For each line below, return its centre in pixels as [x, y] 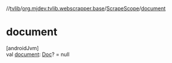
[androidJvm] [23, 48]
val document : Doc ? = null [38, 54]
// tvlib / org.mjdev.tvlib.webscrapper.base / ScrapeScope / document [86, 8]
